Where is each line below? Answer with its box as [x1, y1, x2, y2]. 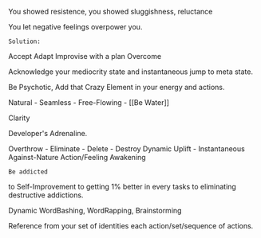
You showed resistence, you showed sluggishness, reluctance [8, 7, 213, 16]
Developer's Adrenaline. [8, 129, 88, 138]
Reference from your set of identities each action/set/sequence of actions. [8, 221, 254, 230]
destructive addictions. [8, 190, 84, 200]
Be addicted [8, 168, 48, 176]
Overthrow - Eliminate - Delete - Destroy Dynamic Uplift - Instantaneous [8, 144, 245, 154]
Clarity [8, 113, 30, 123]
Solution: [8, 37, 42, 45]
